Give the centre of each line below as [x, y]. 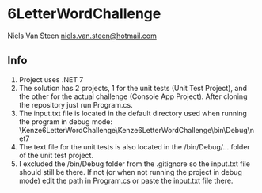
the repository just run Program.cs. [76, 104]
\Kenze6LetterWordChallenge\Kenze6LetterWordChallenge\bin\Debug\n [137, 130]
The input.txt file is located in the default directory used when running [133, 113]
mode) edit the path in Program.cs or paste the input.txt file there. [126, 180]
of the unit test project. [56, 155]
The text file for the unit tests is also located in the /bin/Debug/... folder [134, 146]
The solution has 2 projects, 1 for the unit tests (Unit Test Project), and [133, 88]
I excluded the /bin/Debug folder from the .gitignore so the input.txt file [135, 164]
